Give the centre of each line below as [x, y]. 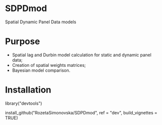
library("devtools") [24, 103]
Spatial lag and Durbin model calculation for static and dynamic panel [82, 55]
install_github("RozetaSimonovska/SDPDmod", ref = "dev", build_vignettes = [81, 112]
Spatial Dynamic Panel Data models [41, 22]
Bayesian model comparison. [41, 70]
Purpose [23, 41]
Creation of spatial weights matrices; [49, 65]
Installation [28, 90]
